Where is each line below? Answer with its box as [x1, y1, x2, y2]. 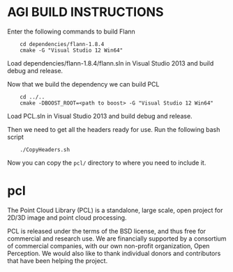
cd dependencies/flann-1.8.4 [20, 40, 105, 47]
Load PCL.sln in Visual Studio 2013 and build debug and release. [7, 112, 193, 120]
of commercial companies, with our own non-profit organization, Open [7, 241, 210, 250]
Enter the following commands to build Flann [7, 27, 136, 36]
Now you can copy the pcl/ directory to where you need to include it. [7, 158, 206, 167]
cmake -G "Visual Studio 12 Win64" [20, 47, 123, 54]
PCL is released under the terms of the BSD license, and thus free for [7, 227, 206, 235]
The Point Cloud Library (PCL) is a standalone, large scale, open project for [7, 206, 223, 214]
